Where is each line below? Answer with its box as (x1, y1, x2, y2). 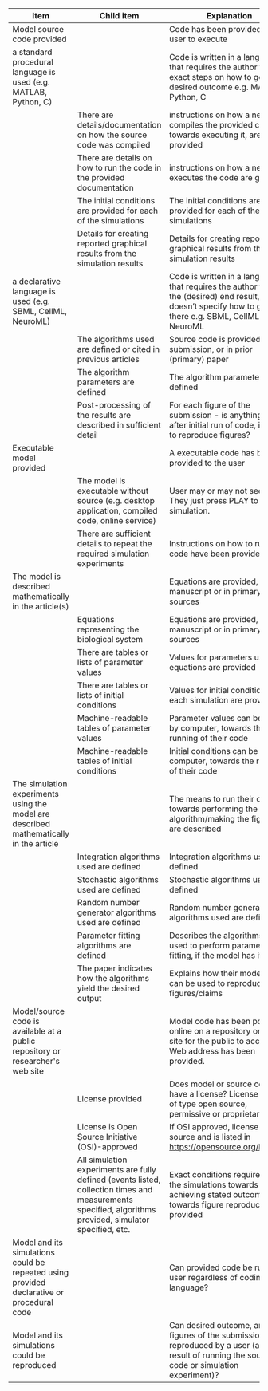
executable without (77, 486, 149, 496)
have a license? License (168, 1089, 259, 1099)
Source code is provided (168, 334, 262, 345)
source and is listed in (168, 1132, 251, 1142)
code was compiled (77, 140, 151, 150)
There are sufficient (77, 528, 152, 539)
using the (12, 798, 48, 809)
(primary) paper (168, 354, 229, 364)
